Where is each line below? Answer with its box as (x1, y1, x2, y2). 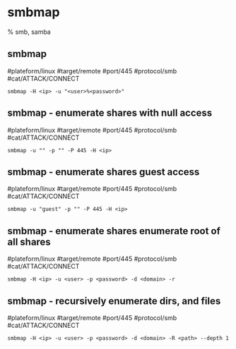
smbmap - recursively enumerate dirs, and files (7, 295, 221, 307)
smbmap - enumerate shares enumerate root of (7, 225, 221, 237)
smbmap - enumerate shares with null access (7, 107, 213, 119)
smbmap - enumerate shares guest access (7, 166, 200, 178)
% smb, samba (7, 27, 51, 36)
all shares (7, 235, 51, 247)
